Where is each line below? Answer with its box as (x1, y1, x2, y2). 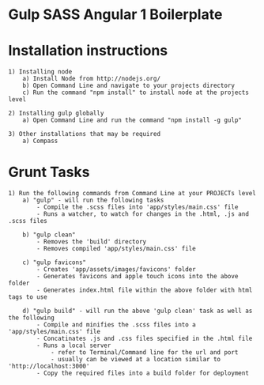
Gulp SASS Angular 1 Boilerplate (8, 6, 223, 24)
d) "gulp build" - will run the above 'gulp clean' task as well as (22, 307, 253, 315)
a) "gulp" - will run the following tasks (22, 196, 164, 205)
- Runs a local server (36, 342, 111, 349)
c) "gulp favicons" (22, 259, 87, 266)
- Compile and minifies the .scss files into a (36, 321, 196, 329)
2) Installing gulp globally (8, 109, 104, 118)
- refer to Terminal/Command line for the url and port (50, 349, 239, 357)
